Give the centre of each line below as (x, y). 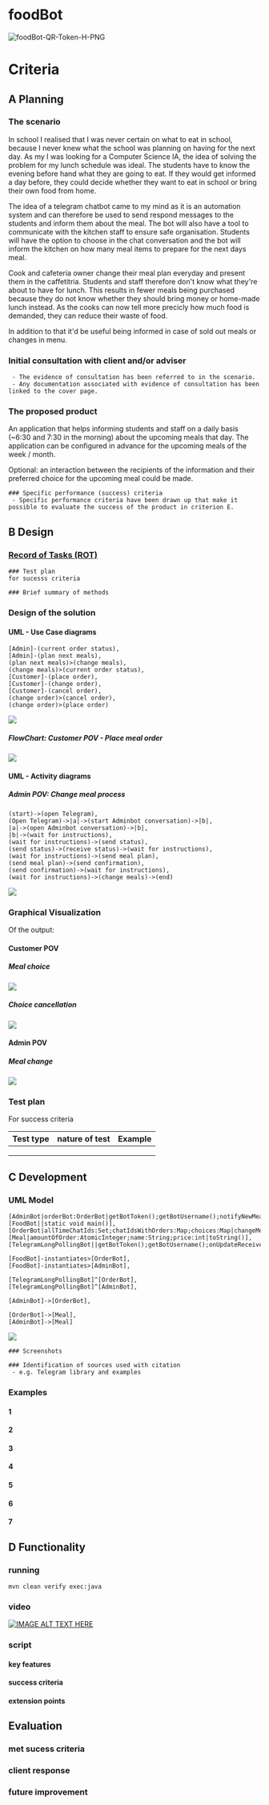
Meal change (31, 1061)
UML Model (31, 1200)
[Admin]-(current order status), (64, 649)
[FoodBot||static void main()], (62, 1224)
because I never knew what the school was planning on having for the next (132, 148)
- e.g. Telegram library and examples (76, 1372)
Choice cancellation (43, 1005)
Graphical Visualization (55, 912)
